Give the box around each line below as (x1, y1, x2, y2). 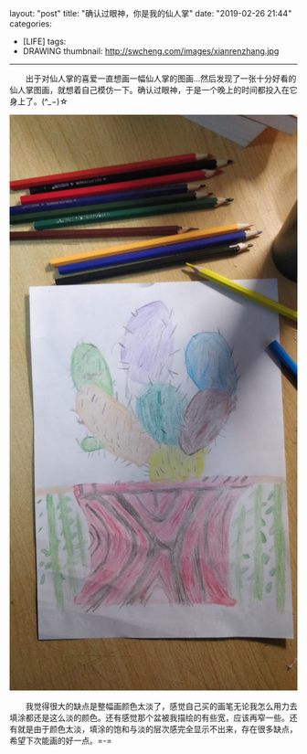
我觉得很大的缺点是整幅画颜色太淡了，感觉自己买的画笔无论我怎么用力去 (25, 701, 298, 711)
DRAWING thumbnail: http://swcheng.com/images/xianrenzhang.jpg (22, 46, 280, 57)
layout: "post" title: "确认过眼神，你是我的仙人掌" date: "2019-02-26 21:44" (9, 8, 292, 18)
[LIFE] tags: (22, 36, 67, 47)
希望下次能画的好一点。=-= (9, 735, 112, 746)
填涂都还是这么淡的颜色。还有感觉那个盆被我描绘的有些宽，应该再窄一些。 (9, 712, 290, 723)
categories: (9, 18, 52, 29)
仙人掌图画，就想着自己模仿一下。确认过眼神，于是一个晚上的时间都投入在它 (9, 85, 298, 95)
